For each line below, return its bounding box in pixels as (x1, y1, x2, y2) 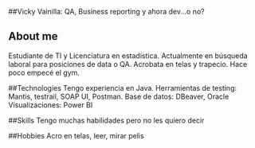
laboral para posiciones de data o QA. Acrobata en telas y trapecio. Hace (8, 59, 248, 68)
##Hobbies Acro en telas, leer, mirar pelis (8, 130, 145, 140)
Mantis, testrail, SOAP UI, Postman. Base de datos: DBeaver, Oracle (8, 92, 229, 101)
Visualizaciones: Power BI (8, 99, 93, 110)
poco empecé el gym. (8, 68, 80, 77)
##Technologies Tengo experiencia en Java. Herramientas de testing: (8, 83, 237, 92)
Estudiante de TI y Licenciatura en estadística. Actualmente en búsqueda (8, 51, 249, 60)
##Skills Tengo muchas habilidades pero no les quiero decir (8, 115, 205, 125)
